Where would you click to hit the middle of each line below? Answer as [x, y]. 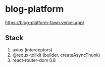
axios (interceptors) [32, 49]
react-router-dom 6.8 [34, 60]
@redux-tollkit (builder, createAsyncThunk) [56, 55]
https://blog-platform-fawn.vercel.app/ [45, 22]
